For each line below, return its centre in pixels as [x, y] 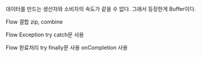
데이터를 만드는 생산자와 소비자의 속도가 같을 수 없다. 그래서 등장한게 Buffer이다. [101, 9]
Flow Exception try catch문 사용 [45, 35]
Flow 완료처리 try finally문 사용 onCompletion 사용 [67, 48]
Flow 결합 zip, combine [34, 22]
